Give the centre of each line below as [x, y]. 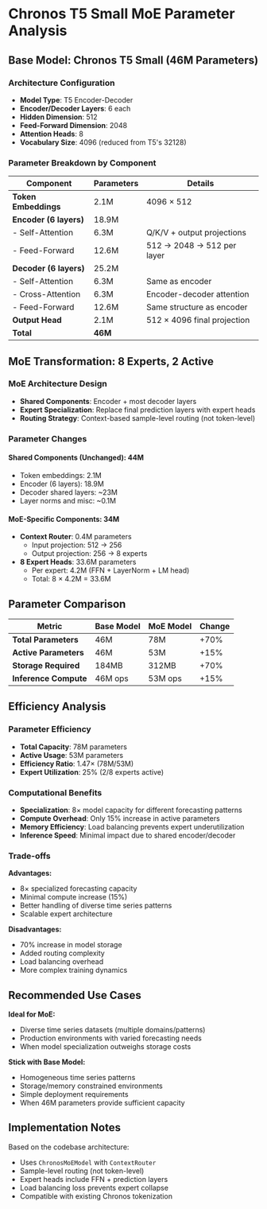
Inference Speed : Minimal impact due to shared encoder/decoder [128, 835]
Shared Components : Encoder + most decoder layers [108, 401]
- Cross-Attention [46, 294]
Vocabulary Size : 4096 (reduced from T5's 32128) [103, 142]
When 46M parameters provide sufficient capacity [102, 1103]
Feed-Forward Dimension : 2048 [74, 125]
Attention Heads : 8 [51, 134]
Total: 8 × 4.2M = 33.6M [71, 579]
